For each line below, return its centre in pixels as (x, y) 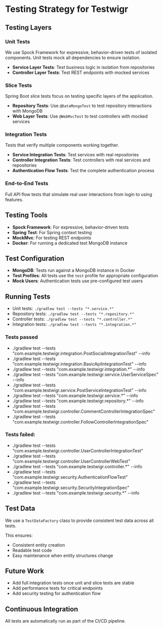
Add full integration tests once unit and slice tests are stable (73, 583)
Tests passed (21, 337)
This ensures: (19, 535)
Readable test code (32, 550)
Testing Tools (26, 215)
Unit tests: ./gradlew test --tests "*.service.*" (63, 309)
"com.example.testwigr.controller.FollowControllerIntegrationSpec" (81, 422)
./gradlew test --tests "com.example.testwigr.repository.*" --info (78, 401)
